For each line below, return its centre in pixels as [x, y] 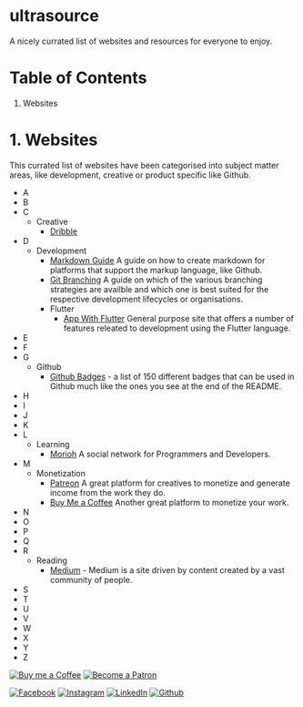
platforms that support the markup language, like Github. [156, 270]
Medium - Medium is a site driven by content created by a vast [167, 569]
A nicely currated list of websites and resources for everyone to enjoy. [141, 41]
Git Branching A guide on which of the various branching [156, 280]
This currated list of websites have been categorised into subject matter [144, 165]
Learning [53, 444]
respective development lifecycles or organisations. [146, 299]
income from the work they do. [107, 492]
